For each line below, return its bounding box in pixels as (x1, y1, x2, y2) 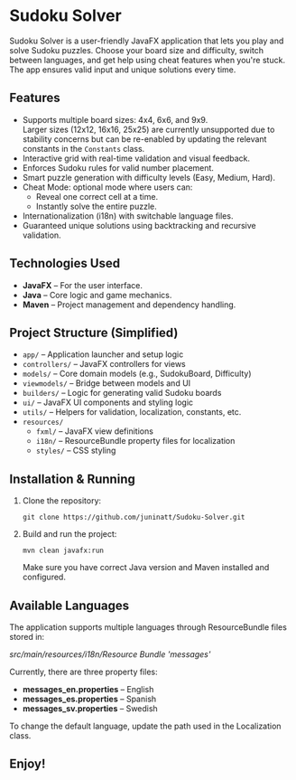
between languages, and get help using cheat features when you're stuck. (9, 54, 286, 65)
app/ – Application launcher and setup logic (22, 349, 184, 360)
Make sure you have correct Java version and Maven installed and (22, 562, 270, 573)
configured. (22, 571, 66, 583)
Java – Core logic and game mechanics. (22, 289, 172, 300)
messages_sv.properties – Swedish (22, 703, 158, 714)
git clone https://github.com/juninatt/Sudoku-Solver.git (22, 512, 245, 522)
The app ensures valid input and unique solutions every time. (9, 64, 236, 75)
